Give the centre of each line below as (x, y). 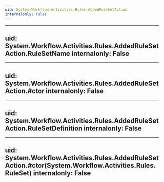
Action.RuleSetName (38, 53)
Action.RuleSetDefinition (44, 128)
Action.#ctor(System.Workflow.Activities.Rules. (81, 166)
